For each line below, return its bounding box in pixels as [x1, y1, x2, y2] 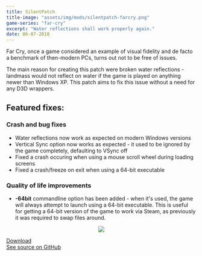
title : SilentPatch [6, 8, 55, 15]
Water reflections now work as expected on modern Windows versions [14, 134, 192, 142]
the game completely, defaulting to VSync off [14, 147, 128, 154]
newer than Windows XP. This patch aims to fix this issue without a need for [6, 79, 195, 86]
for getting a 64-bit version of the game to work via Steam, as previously [14, 208, 196, 215]
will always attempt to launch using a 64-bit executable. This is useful [14, 201, 189, 208]
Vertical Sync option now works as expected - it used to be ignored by [14, 140, 191, 148]
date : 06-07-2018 [6, 31, 50, 37]
